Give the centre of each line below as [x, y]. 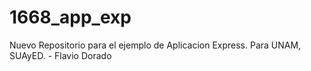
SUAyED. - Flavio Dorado [60, 55]
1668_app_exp [70, 17]
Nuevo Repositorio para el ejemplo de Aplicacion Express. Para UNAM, [155, 45]
